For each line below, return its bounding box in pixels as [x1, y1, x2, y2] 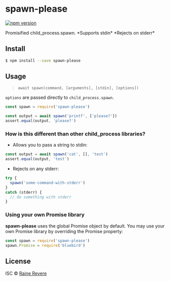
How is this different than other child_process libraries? [5, 130, 146, 137]
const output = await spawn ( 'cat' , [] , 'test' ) [5, 152, 108, 157]
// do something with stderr [10, 194, 72, 200]
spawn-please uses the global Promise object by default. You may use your [5, 222, 165, 229]
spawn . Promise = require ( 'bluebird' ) [5, 243, 86, 248]
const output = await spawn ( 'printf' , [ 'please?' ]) [5, 114, 117, 119]
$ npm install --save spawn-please [5, 58, 81, 63]
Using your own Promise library [5, 211, 85, 218]
